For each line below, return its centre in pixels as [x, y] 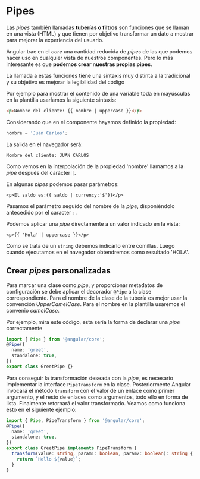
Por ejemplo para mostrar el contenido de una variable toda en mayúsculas [98, 93]
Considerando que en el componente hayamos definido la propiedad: [91, 122]
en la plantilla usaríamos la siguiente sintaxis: [61, 100]
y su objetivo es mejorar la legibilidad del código [65, 82]
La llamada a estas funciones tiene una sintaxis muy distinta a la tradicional [98, 75]
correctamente [24, 328]
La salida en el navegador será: [45, 144]
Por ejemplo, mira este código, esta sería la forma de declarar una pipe [93, 322]
